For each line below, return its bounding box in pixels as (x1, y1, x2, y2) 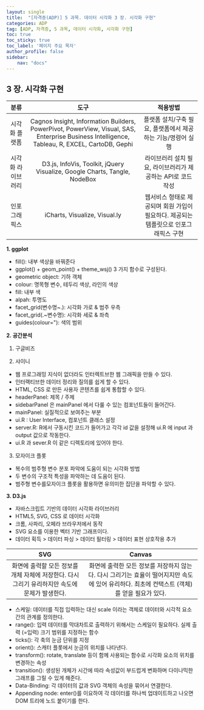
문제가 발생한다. (24, 589, 67, 597)
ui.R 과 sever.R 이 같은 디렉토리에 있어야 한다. (15, 439, 124, 446)
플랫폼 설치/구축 (143, 115, 187, 124)
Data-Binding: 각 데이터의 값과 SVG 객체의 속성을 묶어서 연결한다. (15, 682, 172, 689)
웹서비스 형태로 (144, 193, 186, 202)
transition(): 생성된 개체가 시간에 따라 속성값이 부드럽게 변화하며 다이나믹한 (15, 667, 193, 674)
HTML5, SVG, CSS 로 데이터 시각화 (15, 513, 100, 520)
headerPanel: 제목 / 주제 (15, 393, 75, 401)
